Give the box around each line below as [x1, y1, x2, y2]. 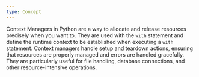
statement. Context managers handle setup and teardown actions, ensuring [6, 45, 194, 52]
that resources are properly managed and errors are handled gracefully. [6, 51, 185, 58]
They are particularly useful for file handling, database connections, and [6, 57, 185, 64]
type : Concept [6, 8, 42, 15]
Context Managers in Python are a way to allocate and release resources [6, 25, 186, 32]
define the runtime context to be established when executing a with [6, 38, 174, 45]
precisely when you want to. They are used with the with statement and [6, 31, 184, 39]
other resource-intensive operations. [6, 64, 97, 71]
